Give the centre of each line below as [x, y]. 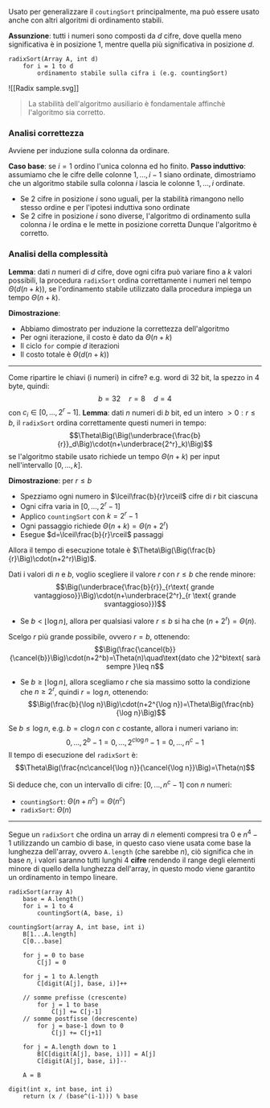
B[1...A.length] [50, 934]
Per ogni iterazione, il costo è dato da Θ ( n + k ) [96, 337]
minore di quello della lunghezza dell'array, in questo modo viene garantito [132, 868]
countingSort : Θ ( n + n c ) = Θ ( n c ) [73, 800]
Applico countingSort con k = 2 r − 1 [79, 515]
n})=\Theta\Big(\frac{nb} [214, 705]
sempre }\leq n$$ [135, 666]
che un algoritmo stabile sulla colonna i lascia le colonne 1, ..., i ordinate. [127, 184]
